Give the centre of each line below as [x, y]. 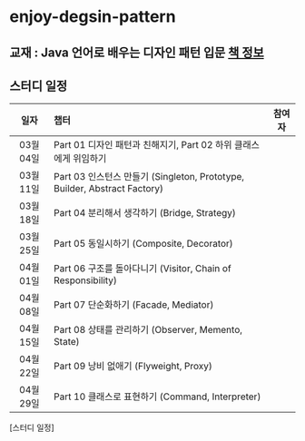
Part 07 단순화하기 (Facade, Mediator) [134, 305]
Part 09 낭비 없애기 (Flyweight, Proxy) [133, 367]
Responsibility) [86, 280]
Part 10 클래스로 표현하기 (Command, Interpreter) [157, 397]
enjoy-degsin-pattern [93, 17]
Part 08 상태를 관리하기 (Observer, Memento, [148, 330]
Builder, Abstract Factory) [109, 189]
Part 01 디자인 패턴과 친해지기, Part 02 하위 [143, 145]
